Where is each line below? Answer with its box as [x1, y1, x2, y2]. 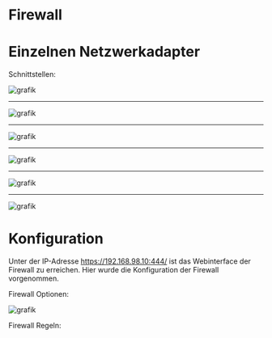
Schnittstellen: [8, 70, 57, 79]
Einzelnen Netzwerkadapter [8, 43, 201, 61]
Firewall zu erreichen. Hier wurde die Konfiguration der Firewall [8, 265, 219, 275]
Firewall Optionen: [8, 289, 70, 299]
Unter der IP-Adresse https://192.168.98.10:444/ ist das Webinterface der [8, 256, 251, 266]
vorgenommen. [8, 273, 59, 284]
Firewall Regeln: [8, 321, 62, 331]
